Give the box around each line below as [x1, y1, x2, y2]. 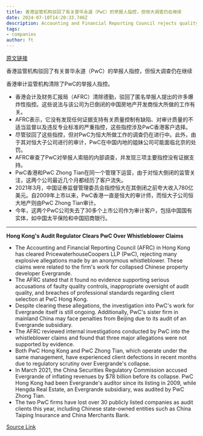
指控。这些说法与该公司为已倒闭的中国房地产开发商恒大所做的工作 [25, 101, 190, 108]
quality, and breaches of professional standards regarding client [14, 289, 175, 296]
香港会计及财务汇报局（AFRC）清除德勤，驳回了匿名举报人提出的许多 [14, 93, 188, 100]
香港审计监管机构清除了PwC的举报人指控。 [6, 80, 114, 87]
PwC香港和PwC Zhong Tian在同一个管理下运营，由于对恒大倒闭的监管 [14, 169, 190, 176]
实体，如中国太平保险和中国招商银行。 [14, 215, 111, 221]
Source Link [6, 423, 36, 431]
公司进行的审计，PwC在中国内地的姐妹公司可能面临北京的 [47, 139, 192, 146]
